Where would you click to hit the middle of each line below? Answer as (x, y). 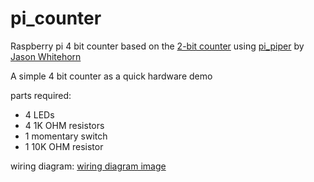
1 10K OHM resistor (64, 146)
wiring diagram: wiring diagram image (88, 166)
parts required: (41, 95)
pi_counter (56, 18)
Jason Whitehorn (46, 56)
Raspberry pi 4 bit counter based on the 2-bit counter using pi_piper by (157, 46)
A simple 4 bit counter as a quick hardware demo (111, 76)
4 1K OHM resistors (64, 125)
